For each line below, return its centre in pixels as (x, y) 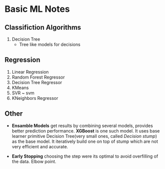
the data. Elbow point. (34, 161)
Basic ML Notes (37, 9)
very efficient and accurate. (40, 146)
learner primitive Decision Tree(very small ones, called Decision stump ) (84, 136)
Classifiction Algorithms (43, 27)
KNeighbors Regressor (35, 98)
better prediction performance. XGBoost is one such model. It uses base (86, 131)
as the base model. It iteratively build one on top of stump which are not (85, 141)
